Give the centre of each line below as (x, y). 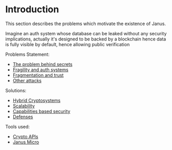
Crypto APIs (25, 136)
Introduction (32, 9)
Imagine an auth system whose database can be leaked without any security (86, 33)
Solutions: (16, 90)
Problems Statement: (27, 54)
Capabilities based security (41, 111)
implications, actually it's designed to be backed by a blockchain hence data (86, 39)
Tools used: (17, 126)
